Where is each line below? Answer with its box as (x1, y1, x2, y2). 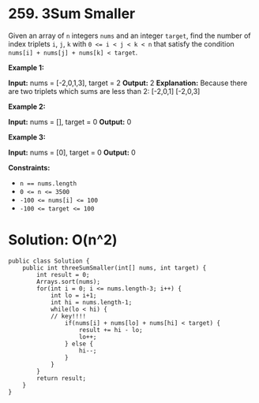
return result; (36, 374, 87, 382)
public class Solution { (8, 257, 90, 265)
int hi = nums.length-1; (50, 298, 133, 306)
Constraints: (8, 162, 51, 172)
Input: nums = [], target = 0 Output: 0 (8, 117, 132, 126)
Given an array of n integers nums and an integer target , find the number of (8, 31, 251, 40)
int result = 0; (36, 271, 90, 278)
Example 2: (8, 102, 46, 111)
